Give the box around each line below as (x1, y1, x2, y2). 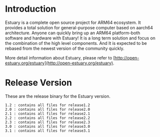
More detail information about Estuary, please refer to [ (5, 55, 115, 60)
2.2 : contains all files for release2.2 (5, 116, 90, 120)
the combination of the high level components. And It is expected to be (5, 40, 147, 46)
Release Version (5, 77, 72, 88)
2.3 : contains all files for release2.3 (5, 119, 90, 125)
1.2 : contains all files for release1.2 (5, 102, 90, 108)
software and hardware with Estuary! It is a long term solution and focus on (5, 35, 156, 41)
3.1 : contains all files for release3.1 (5, 128, 90, 133)
